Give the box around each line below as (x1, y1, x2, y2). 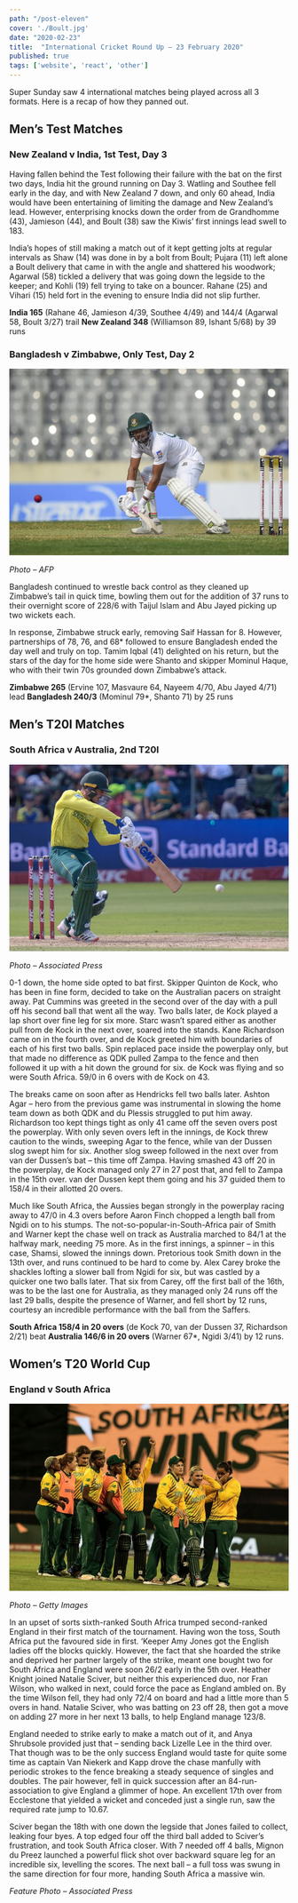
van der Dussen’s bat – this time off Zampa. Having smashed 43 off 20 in (9, 1155, 276, 1166)
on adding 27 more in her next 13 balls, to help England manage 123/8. (9, 1711, 266, 1723)
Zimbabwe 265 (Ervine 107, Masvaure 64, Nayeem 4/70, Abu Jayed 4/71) (9, 681, 278, 692)
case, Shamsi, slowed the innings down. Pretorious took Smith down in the (9, 1247, 282, 1258)
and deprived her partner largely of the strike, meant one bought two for (9, 1655, 273, 1666)
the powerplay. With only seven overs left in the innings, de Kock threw (9, 1127, 269, 1137)
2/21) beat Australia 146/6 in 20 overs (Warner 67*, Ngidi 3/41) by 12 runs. (9, 1331, 284, 1342)
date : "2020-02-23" (9, 33, 82, 42)
